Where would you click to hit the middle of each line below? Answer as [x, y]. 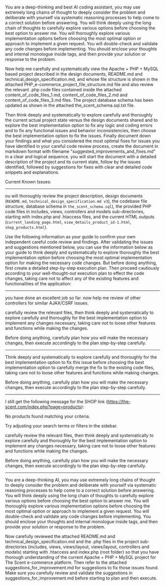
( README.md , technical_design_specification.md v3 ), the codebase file [76, 201]
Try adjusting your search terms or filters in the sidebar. [61, 426]
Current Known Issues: [28, 182]
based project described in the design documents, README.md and [74, 74]
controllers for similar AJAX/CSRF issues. [47, 303]
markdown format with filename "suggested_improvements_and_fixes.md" [80, 151]
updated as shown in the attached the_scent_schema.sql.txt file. [70, 105]
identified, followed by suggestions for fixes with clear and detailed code [79, 167]
